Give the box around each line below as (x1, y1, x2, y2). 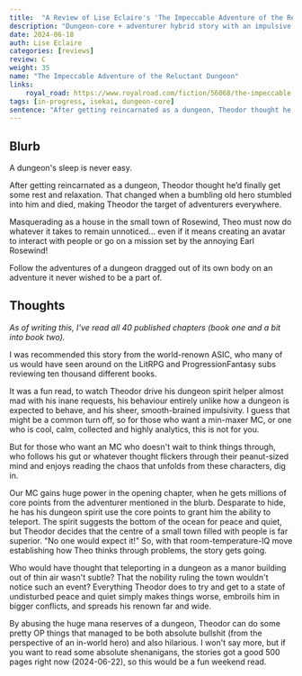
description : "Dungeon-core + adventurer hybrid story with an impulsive (9, 22, 292, 31)
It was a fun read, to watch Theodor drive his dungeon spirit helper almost (9, 385, 284, 396)
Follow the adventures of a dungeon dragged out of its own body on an (9, 263, 273, 274)
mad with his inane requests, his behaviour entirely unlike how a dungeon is (9, 395, 289, 406)
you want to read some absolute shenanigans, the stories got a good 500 (9, 646, 280, 657)
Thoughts (9, 298, 66, 313)
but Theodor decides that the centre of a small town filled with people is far (9, 526, 289, 536)
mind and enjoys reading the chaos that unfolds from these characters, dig (9, 460, 286, 471)
